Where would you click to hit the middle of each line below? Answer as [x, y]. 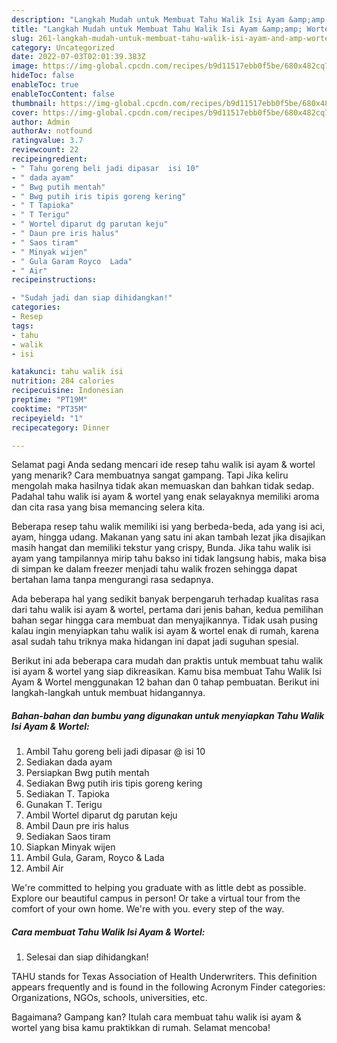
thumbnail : [34, 103]
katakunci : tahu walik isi [67, 372]
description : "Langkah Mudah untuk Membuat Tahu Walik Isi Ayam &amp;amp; [170, 19]
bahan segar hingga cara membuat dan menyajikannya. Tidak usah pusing [164, 620]
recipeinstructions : [54, 280]
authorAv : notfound [52, 131]
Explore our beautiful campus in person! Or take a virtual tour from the [156, 898]
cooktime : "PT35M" [49, 409]
